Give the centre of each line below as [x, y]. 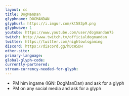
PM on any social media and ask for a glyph [57, 88]
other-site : [17, 51]
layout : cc [16, 10]
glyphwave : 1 [19, 28]
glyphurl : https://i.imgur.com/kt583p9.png [51, 23]
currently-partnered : [27, 64]
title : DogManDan [23, 14]
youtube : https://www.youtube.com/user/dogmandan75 [59, 32]
